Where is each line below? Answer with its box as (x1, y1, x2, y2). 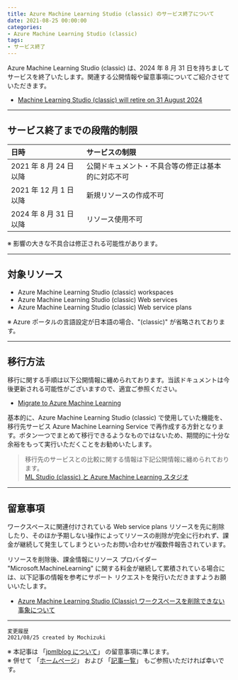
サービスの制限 (86, 147, 137, 157)
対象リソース (7, 269, 63, 281)
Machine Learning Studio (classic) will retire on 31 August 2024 (17, 96, 203, 104)
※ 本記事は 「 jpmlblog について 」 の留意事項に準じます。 (7, 647, 174, 656)
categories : (7, 23, 42, 30)
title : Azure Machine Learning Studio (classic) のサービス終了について (7, 10, 215, 18)
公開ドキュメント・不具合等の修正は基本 (86, 161, 222, 171)
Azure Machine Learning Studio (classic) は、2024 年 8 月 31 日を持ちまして (7, 64, 230, 72)
